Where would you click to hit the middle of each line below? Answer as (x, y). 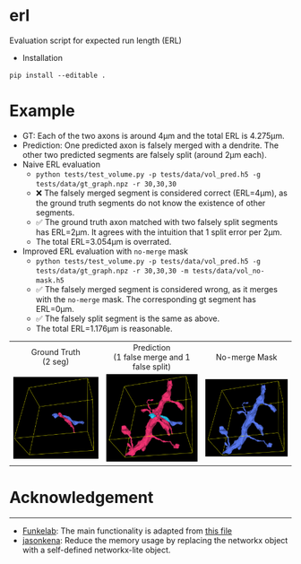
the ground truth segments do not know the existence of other (150, 203)
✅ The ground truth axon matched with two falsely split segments (157, 221)
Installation (43, 57)
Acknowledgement (82, 497)
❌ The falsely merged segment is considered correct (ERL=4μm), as (162, 193)
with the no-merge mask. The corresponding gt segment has (146, 299)
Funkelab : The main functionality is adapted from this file (127, 531)
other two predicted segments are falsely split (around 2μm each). (144, 154)
